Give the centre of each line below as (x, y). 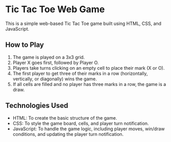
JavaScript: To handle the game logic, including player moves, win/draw (89, 129)
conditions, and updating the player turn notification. (68, 134)
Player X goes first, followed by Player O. (56, 63)
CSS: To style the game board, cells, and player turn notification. (81, 123)
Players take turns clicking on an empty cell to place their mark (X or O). (89, 68)
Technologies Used (37, 106)
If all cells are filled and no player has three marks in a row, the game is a (89, 84)
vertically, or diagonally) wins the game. (55, 79)
